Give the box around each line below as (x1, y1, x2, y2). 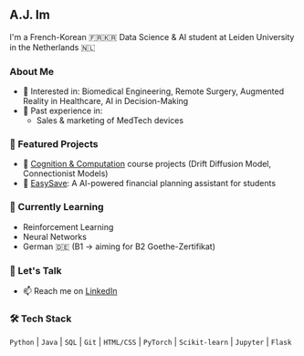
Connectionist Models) (22, 168, 109, 179)
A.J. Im (9, 7, 50, 23)
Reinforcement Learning (22, 221, 114, 232)
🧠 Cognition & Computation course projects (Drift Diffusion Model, (22, 159, 272, 170)
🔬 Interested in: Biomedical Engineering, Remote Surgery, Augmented (22, 86, 285, 97)
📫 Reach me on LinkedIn (22, 286, 118, 296)
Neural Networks (22, 231, 87, 242)
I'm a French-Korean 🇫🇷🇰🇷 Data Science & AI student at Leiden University (9, 31, 295, 42)
